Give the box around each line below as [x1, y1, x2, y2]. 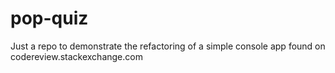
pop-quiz [10, 7, 89, 30]
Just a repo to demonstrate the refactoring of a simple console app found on [10, 40, 326, 52]
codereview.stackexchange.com [10, 50, 143, 62]
